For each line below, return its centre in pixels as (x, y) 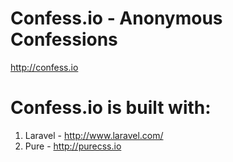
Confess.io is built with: (111, 108)
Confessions (64, 39)
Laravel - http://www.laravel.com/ (94, 135)
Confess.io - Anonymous (116, 18)
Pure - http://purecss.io (73, 146)
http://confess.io (44, 67)
